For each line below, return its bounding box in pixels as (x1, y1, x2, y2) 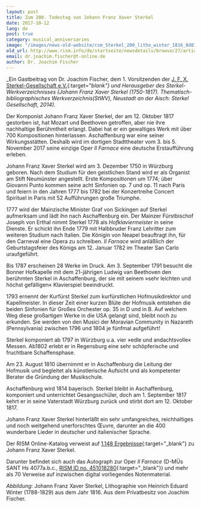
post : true (6, 31, 33, 37)
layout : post (6, 8, 39, 15)
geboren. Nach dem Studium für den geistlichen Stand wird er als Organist (6, 168, 190, 176)
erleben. (6, 150, 27, 158)
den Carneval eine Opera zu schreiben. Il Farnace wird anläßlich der (6, 237, 175, 245)
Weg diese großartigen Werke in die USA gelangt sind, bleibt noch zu (6, 312, 177, 319)
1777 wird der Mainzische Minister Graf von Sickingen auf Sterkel (6, 206, 167, 213)
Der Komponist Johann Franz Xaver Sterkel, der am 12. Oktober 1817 (6, 112, 175, 120)
